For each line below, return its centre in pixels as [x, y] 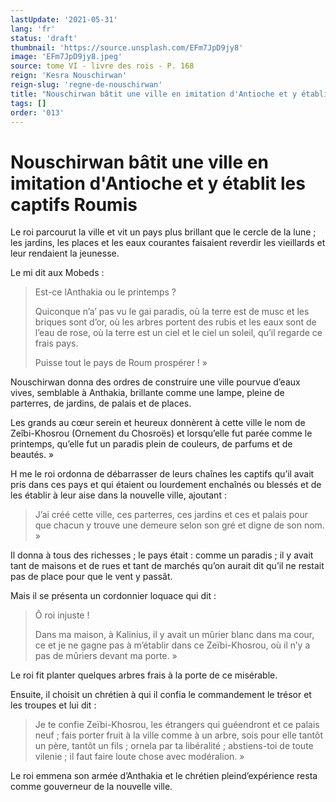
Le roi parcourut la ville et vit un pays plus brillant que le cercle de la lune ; [163, 232]
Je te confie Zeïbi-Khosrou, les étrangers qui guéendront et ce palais [177, 725]
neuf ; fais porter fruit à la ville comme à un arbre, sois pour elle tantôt [178, 735]
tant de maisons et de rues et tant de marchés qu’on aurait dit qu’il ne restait [167, 566]
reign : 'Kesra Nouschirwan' [69, 76]
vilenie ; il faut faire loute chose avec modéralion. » [139, 757]
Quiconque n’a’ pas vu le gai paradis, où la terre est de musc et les [172, 312]
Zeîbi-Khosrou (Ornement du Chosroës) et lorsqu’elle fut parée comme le [161, 433]
